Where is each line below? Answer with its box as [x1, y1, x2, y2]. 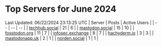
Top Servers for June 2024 [5, 3, 117, 15]
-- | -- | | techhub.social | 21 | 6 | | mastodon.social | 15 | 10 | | [10, 24, 134, 30]
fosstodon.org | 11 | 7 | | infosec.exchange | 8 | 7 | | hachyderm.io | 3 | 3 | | [5, 30, 154, 36]
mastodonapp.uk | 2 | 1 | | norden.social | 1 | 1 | [5, 35, 99, 41]
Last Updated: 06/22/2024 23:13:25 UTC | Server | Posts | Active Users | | [5, 20, 155, 25]
